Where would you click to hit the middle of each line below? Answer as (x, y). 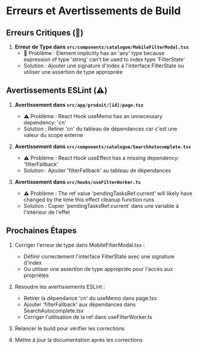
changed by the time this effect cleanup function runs (89, 200)
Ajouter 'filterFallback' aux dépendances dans (79, 304)
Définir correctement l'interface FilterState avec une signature (99, 256)
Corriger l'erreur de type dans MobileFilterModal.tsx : (79, 245)
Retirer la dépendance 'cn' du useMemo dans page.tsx (90, 298)
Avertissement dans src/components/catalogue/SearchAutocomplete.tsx (103, 146)
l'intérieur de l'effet (47, 212)
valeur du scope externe (53, 135)
